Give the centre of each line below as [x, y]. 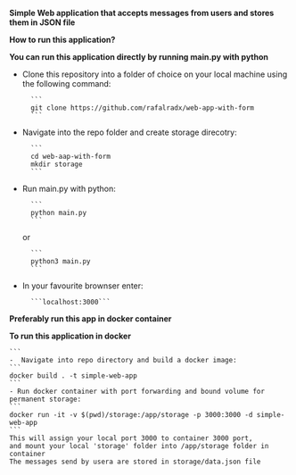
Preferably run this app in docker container [90, 319]
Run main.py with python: [69, 188]
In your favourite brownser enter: [83, 286]
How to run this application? [62, 40]
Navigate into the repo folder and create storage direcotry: [130, 132]
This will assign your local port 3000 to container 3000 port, [131, 438]
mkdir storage [57, 164]
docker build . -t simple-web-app [74, 376]
